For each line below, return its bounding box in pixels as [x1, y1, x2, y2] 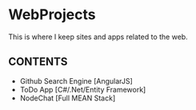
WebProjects [8, 6, 96, 24]
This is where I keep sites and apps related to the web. [8, 32, 188, 41]
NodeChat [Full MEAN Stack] [19, 93, 116, 103]
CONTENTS [8, 55, 68, 69]
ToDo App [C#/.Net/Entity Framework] [19, 84, 146, 94]
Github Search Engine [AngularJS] [19, 76, 134, 85]
